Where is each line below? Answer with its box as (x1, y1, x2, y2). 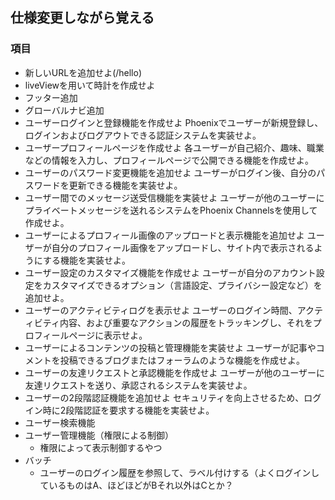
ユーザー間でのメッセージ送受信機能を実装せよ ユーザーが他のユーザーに (24, 191, 325, 203)
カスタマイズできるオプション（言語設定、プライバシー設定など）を (42, 279, 323, 291)
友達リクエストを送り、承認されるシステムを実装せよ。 (24, 379, 253, 391)
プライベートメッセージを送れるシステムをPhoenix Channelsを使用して (24, 204, 318, 216)
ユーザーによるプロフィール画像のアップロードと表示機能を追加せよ (24, 229, 305, 241)
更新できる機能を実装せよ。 (68, 179, 183, 191)
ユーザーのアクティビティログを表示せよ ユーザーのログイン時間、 (24, 304, 298, 316)
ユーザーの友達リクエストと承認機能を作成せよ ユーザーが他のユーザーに (24, 366, 325, 378)
